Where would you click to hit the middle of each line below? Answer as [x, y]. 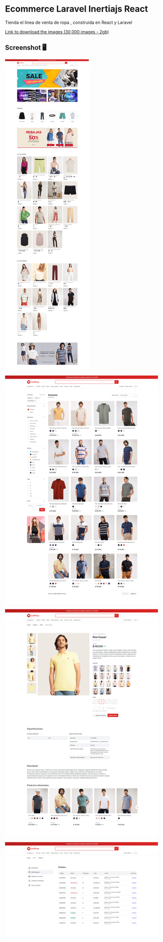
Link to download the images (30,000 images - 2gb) [57, 32]
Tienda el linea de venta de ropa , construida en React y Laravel [69, 22]
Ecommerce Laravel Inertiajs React [76, 9]
